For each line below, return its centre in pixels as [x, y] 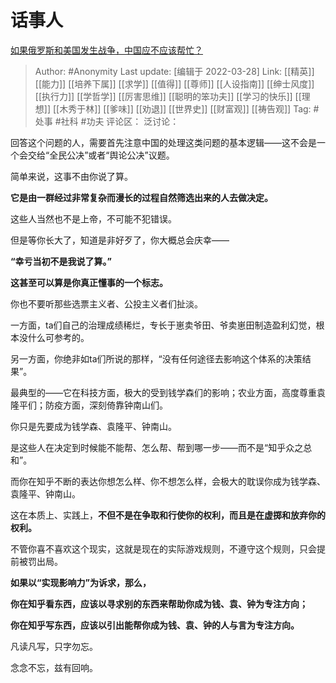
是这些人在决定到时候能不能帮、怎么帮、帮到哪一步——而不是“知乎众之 [157, 447]
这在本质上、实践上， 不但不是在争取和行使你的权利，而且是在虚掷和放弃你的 [168, 515]
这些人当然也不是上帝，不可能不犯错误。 [93, 218]
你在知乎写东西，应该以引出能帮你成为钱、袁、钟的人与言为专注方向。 [155, 625]
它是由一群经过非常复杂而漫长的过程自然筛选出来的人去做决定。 [141, 197]
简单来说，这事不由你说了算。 [71, 176]
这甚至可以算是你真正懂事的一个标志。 [89, 282]
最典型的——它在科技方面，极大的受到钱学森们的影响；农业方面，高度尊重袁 [168, 392]
